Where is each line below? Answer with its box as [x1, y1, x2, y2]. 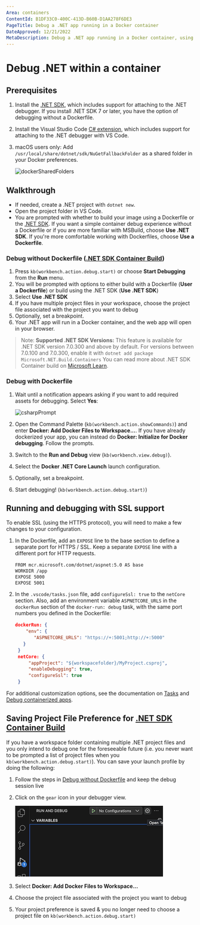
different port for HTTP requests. [14, 550, 96, 557]
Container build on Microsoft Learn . [20, 362, 109, 370]
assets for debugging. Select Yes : [14, 397, 99, 404]
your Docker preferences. [14, 156, 79, 164]
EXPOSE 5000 [14, 574, 45, 581]
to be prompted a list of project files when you [6, 751, 120, 758]
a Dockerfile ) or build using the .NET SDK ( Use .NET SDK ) [14, 287, 159, 294]
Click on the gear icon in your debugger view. [14, 794, 127, 801]
